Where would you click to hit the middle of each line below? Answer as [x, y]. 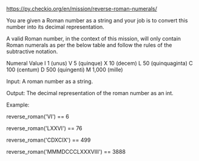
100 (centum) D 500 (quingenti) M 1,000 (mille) [65, 70]
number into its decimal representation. [55, 27]
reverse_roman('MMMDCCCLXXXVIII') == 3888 [66, 152]
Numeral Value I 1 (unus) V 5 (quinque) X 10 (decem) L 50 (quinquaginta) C [99, 63]
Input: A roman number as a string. [50, 81]
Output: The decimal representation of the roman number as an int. [90, 93]
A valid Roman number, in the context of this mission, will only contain [93, 38]
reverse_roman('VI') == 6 [38, 117]
